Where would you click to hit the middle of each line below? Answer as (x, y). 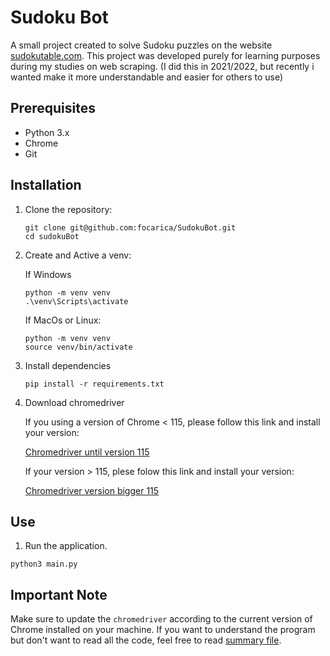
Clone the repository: (68, 209)
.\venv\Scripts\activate (76, 301)
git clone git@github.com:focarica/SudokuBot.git (130, 227)
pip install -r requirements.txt (94, 384)
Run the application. (66, 546)
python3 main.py (44, 564)
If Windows (48, 274)
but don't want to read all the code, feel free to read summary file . (146, 640)
